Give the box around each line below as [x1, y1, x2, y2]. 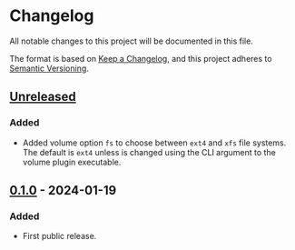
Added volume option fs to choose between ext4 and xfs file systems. [22, 137, 287, 148]
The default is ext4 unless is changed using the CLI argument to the [22, 146, 277, 157]
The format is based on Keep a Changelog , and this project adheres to [9, 53, 272, 64]
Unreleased [9, 89, 77, 105]
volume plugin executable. [22, 156, 122, 167]
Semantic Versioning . [9, 63, 89, 74]
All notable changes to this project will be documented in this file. [9, 35, 254, 46]
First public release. [22, 231, 97, 242]
